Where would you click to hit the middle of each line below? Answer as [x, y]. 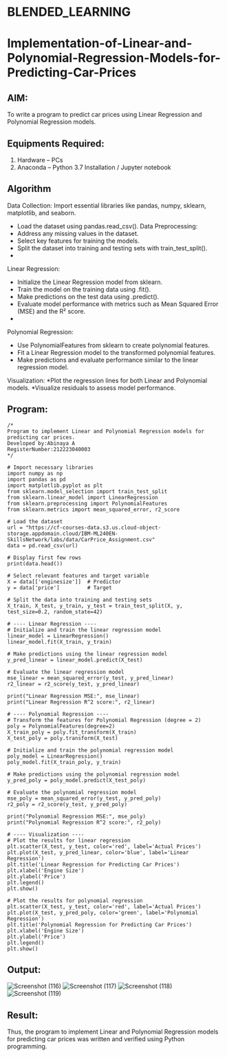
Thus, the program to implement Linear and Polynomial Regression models [113, 1032]
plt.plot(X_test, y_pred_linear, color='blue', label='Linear [98, 852]
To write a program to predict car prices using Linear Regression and [105, 115]
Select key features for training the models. [78, 241]
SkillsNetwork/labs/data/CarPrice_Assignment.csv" [81, 540]
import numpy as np [35, 473]
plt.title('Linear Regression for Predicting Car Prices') [94, 864]
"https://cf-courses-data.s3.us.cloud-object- [93, 527]
